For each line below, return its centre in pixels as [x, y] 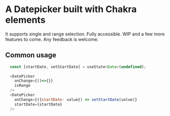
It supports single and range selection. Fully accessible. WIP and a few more [85, 34]
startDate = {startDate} [38, 104]
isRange [22, 86]
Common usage [31, 55]
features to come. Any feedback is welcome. [52, 39]
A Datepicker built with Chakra [71, 9]
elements [25, 20]
